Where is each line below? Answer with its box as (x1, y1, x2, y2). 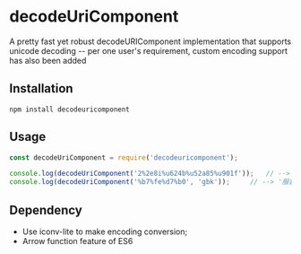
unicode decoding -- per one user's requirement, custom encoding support (9, 45, 288, 56)
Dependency (9, 202, 82, 217)
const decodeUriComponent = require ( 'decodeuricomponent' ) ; (9, 153, 239, 162)
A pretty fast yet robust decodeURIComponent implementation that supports (9, 36, 292, 47)
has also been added (9, 55, 87, 66)
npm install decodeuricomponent (9, 105, 130, 114)
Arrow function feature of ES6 (21, 236, 133, 246)
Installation (9, 81, 73, 96)
